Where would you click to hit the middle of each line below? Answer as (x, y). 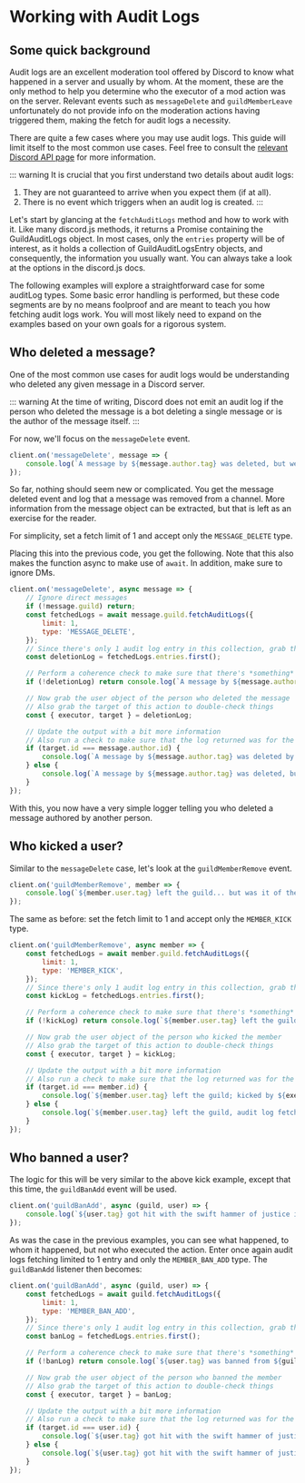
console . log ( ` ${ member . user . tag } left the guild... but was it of (154, 893)
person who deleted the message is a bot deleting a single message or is (146, 411)
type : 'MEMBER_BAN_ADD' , (89, 1311)
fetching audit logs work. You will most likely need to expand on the (135, 314)
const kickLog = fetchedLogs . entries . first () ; (115, 996)
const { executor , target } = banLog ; (99, 1394)
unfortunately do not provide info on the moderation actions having (135, 110)
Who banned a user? (69, 1158)
